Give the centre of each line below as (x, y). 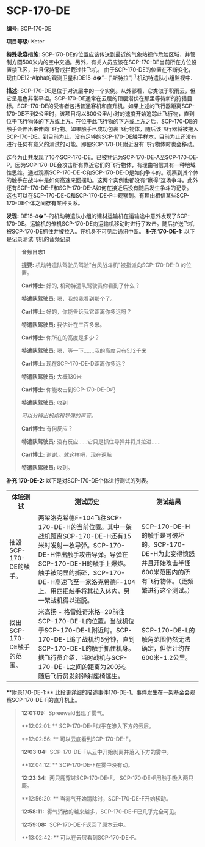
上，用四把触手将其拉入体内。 (81, 591)
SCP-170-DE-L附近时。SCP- (88, 630)
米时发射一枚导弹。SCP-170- (81, 545)
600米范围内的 (163, 572)
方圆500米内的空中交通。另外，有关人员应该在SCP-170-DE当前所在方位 (102, 62)
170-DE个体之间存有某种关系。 (45, 203)
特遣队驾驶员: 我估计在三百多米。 (63, 324)
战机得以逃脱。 (72, 600)
